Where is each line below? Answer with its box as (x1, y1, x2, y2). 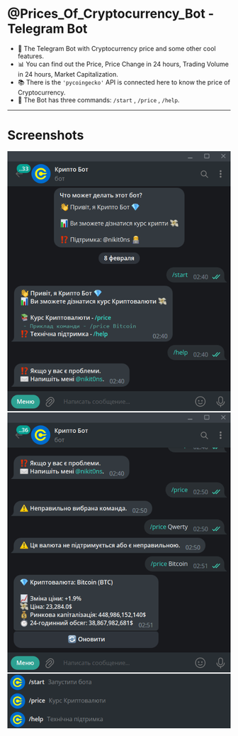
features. (17, 52, 45, 60)
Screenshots (7, 127, 84, 143)
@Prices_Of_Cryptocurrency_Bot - (7, 6, 215, 22)
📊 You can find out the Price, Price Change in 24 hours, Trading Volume (17, 60, 229, 68)
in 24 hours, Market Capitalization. (17, 70, 118, 78)
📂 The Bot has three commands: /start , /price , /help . (17, 95, 180, 104)
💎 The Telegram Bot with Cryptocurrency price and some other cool (17, 44, 216, 53)
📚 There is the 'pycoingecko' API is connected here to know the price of (17, 77, 230, 87)
